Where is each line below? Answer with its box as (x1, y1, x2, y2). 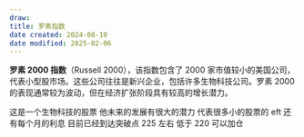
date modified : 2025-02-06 (9, 38, 112, 48)
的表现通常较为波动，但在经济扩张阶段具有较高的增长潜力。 (9, 87, 233, 98)
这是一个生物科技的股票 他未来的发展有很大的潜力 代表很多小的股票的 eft (9, 106, 282, 118)
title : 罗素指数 (9, 22, 66, 31)
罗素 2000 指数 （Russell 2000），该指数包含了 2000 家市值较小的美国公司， (9, 64, 296, 75)
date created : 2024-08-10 (9, 30, 107, 39)
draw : (9, 13, 30, 23)
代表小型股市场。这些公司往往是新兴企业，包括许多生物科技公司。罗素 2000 (9, 76, 295, 87)
